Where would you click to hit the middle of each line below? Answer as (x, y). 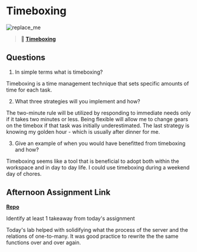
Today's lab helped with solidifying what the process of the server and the (97, 229)
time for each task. (29, 90)
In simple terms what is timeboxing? (59, 72)
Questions (26, 58)
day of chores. (24, 174)
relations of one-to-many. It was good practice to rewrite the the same (92, 236)
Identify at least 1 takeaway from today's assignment (71, 218)
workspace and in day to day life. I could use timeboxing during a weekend (98, 167)
